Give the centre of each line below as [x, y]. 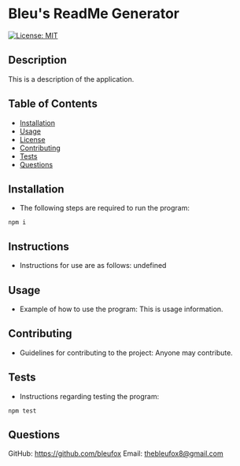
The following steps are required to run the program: [105, 208]
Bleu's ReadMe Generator [94, 14]
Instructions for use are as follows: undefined [93, 266]
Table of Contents [53, 104]
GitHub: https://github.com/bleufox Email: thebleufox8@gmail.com [116, 453]
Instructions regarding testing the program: [89, 396]
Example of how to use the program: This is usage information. [121, 309]
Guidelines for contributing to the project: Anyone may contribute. [126, 352]
